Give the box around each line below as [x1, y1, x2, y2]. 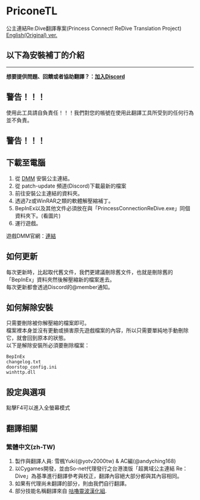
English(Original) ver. [6, 31, 58, 38]
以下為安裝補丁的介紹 [6, 50, 85, 60]
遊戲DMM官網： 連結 [6, 232, 57, 240]
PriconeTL [6, 4, 58, 18]
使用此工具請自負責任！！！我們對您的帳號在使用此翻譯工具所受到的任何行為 [6, 109, 194, 116]
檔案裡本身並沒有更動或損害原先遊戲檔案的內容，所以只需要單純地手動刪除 [6, 327, 189, 334]
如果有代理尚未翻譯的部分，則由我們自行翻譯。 [14, 480, 130, 487]
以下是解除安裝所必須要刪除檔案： [6, 342, 90, 349]
